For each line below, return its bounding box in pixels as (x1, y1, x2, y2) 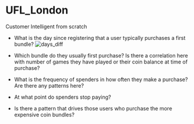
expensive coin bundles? (14, 111, 75, 118)
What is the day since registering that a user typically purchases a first (14, 34, 186, 41)
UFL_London (5, 4, 68, 17)
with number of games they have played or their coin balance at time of (14, 58, 188, 65)
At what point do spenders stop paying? (14, 93, 111, 100)
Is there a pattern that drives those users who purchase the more (14, 105, 172, 112)
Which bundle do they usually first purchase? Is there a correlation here (14, 52, 188, 59)
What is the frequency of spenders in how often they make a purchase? (14, 76, 188, 83)
